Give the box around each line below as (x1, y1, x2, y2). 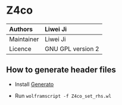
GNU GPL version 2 (44, 44, 99, 53)
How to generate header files (6, 65, 116, 75)
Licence (9, 44, 32, 53)
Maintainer (9, 35, 39, 43)
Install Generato (14, 81, 54, 88)
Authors (9, 25, 33, 33)
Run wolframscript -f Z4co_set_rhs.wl (14, 92, 112, 99)
